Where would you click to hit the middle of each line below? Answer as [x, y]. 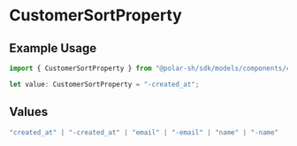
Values [29, 112]
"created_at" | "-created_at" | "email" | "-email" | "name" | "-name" [144, 132]
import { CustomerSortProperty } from [80, 68]
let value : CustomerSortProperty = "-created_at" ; [104, 84]
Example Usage [53, 48]
